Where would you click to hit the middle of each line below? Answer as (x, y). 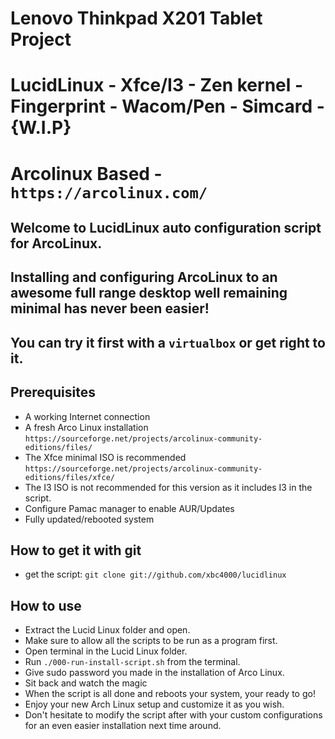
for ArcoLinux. (56, 243)
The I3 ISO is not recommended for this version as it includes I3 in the (168, 487)
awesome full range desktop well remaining (149, 293)
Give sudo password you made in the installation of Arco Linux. (154, 673)
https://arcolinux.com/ (109, 192)
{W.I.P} (41, 128)
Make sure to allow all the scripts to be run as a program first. (151, 641)
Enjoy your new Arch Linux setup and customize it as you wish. (154, 704)
